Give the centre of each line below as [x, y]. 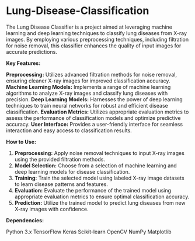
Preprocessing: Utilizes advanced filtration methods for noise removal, [91, 74]
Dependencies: [25, 220]
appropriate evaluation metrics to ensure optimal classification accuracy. [102, 197]
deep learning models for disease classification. [72, 171]
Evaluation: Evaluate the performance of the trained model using [93, 190]
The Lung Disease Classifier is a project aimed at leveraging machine [89, 27]
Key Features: [23, 63]
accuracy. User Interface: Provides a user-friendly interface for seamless [94, 124]
